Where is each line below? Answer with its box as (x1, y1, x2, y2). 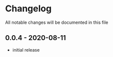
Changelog (5, 3, 52, 14)
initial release (12, 47, 40, 53)
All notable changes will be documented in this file (5, 19, 109, 25)
